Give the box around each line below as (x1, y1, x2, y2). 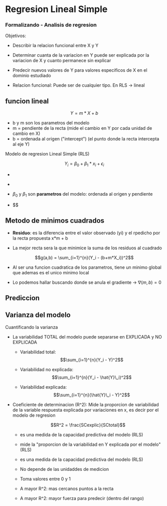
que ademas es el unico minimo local (12, 269, 89, 275)
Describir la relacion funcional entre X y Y (12, 43, 99, 49)
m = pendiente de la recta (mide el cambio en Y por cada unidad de (12, 125, 152, 131)
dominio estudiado (12, 73, 51, 79)
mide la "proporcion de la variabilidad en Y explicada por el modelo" (20, 441, 161, 447)
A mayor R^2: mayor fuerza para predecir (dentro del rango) (20, 495, 144, 501)
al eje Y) (12, 141, 30, 147)
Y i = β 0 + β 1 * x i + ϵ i (64, 160, 104, 168)
